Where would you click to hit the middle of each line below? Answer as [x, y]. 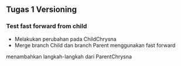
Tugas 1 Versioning [42, 10]
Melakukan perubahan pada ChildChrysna [65, 39]
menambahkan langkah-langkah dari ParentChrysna [69, 56]
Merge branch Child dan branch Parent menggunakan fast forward [95, 45]
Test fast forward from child [47, 26]
